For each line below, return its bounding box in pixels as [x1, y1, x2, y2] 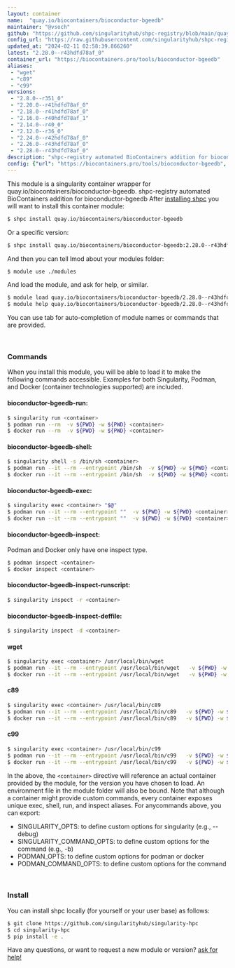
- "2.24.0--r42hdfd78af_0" [10, 134, 90, 141]
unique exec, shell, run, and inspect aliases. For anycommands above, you [7, 801, 222, 809]
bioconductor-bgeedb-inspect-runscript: [7, 581, 131, 589]
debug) [17, 829, 39, 838]
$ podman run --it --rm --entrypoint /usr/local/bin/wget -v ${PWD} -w [7, 664, 227, 672]
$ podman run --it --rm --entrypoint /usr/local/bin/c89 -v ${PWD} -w [7, 708, 224, 715]
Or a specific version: [7, 228, 69, 236]
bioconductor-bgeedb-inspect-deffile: [7, 612, 122, 620]
